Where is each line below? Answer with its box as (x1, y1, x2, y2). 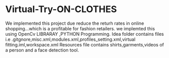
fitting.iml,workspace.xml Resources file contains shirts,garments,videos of (5, 41, 164, 47)
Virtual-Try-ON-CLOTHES (5, 4, 117, 15)
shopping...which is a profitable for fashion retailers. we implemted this (5, 25, 155, 31)
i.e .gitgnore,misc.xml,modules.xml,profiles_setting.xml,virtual (5, 36, 136, 42)
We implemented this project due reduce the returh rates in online (5, 20, 144, 26)
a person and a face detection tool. (5, 47, 79, 53)
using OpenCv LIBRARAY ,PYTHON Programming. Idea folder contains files (5, 31, 164, 37)
